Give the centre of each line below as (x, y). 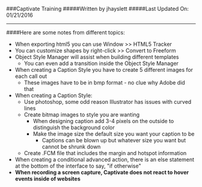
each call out (31, 76)
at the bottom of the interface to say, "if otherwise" (78, 166)
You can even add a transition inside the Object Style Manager (101, 63)
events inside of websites (48, 179)
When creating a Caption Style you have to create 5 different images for (104, 70)
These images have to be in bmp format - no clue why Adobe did (104, 83)
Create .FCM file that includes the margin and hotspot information (105, 153)
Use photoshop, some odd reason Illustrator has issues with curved (108, 102)
